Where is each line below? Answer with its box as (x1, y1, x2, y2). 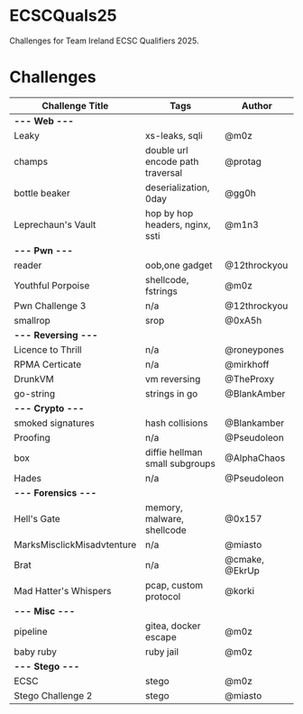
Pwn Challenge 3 (14, 299, 87, 312)
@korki (225, 584, 255, 597)
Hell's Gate (14, 512, 60, 525)
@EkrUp (225, 564, 260, 577)
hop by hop (145, 206, 194, 219)
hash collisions (145, 416, 208, 429)
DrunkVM (14, 372, 54, 385)
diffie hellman (145, 445, 203, 458)
